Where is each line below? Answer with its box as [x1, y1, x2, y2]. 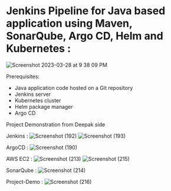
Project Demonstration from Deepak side [6, 121, 106, 128]
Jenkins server [14, 90, 51, 98]
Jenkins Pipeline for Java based [6, 4, 166, 18]
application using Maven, [6, 17, 133, 30]
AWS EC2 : [6, 155, 32, 162]
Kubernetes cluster [14, 96, 61, 104]
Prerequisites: [6, 73, 40, 80]
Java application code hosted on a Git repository [14, 84, 133, 91]
